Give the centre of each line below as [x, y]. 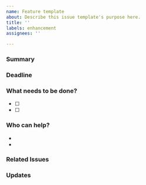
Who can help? [28, 125]
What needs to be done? [42, 91]
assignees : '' [24, 34]
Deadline [19, 75]
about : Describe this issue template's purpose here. [74, 17]
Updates [19, 176]
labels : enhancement [31, 28]
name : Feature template [35, 11]
